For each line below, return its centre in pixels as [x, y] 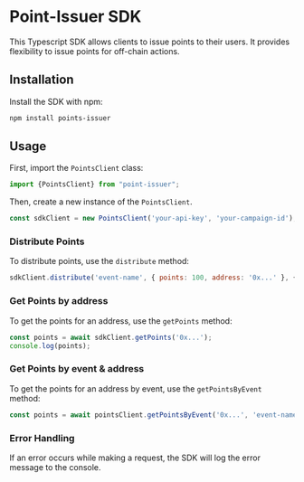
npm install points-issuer [60, 118]
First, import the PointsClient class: [76, 168]
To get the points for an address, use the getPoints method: [121, 321]
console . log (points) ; [50, 345]
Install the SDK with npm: [56, 101]
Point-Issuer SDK [76, 17]
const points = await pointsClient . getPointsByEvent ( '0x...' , [129, 415]
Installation [42, 80]
